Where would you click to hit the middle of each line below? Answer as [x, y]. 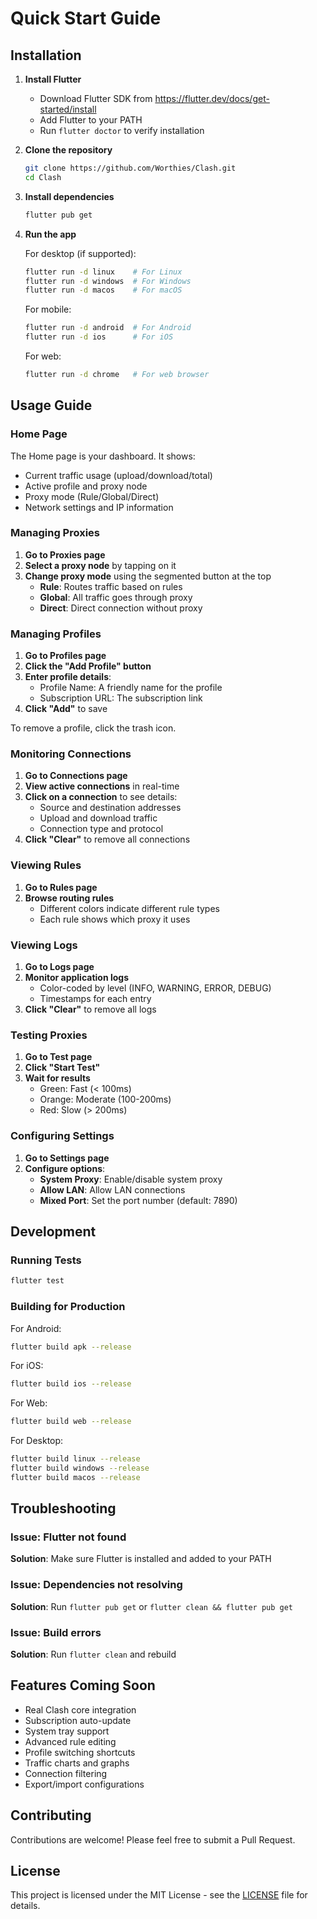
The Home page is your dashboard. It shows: [103, 456]
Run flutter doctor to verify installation [122, 130]
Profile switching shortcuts [80, 1752]
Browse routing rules [69, 898]
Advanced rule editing [70, 1741]
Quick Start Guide [86, 18]
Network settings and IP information [99, 507]
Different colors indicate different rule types [129, 908]
